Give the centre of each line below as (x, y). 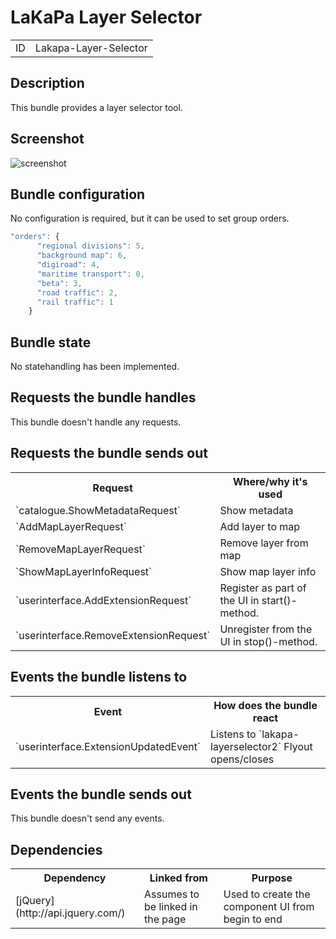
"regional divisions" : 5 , (90, 246)
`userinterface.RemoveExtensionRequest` (113, 635)
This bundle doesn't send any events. (87, 818)
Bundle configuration (78, 194)
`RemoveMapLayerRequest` (80, 549)
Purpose (272, 878)
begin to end (253, 919)
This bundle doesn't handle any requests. (96, 422)
